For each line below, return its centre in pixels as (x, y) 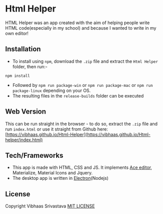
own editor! (17, 33)
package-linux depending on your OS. (51, 90)
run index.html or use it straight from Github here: (57, 129)
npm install (17, 76)
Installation (23, 49)
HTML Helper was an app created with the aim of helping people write (77, 23)
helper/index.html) (24, 140)
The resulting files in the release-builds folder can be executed (78, 95)
